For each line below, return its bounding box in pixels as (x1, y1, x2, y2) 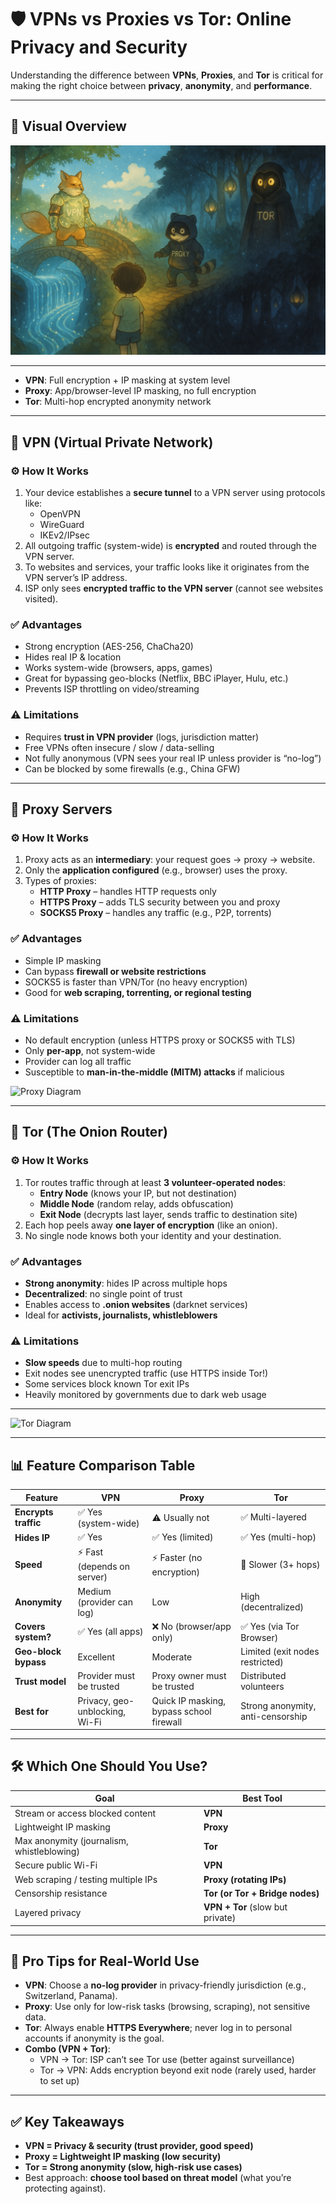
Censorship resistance (14, 1887, 108, 1899)
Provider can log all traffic (24, 1055, 132, 1067)
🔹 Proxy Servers (10, 801, 113, 818)
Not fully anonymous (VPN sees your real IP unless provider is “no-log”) (24, 752, 322, 764)
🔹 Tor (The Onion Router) (10, 1124, 168, 1141)
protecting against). (24, 2182, 107, 2195)
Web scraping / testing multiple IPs (14, 1873, 158, 1885)
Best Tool (242, 1792, 283, 1805)
